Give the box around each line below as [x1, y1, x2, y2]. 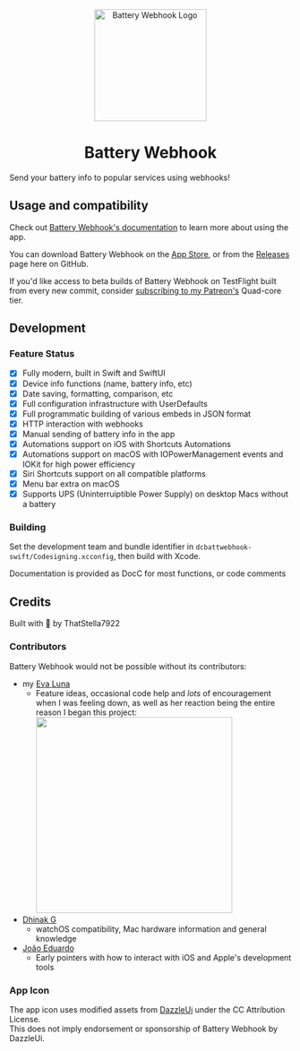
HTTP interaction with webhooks [21, 418, 143, 429]
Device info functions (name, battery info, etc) [21, 378, 193, 389]
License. [9, 1013, 41, 1024]
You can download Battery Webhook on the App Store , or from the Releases [9, 248, 290, 259]
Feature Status [9, 348, 75, 360]
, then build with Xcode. [113, 551, 201, 562]
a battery [21, 499, 56, 510]
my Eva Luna [21, 678, 71, 689]
